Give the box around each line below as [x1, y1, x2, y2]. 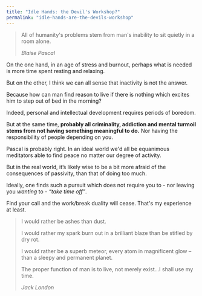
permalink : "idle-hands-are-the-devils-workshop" [6, 14, 134, 21]
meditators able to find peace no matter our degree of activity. [6, 152, 161, 159]
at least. [6, 206, 26, 213]
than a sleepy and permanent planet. [21, 254, 113, 261]
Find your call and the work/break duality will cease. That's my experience [6, 199, 192, 207]
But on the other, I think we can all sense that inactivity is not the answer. [6, 79, 188, 86]
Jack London [21, 283, 54, 291]
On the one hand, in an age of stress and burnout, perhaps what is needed [6, 61, 192, 68]
